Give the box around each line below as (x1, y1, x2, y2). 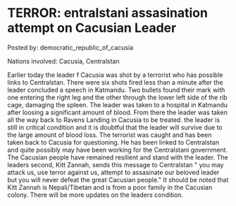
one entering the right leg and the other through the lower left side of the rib (7, 93, 228, 102)
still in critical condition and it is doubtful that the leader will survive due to (7, 123, 223, 131)
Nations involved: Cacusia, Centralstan (7, 56, 120, 65)
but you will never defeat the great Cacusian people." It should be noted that (7, 175, 229, 184)
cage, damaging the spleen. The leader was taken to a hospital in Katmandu (7, 100, 228, 109)
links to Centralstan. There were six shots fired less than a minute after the (7, 78, 223, 86)
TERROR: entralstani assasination (7, 5, 208, 21)
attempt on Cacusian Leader (7, 20, 177, 36)
